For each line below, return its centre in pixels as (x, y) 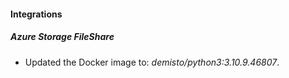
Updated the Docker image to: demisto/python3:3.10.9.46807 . (152, 62)
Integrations (36, 14)
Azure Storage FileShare (62, 37)
